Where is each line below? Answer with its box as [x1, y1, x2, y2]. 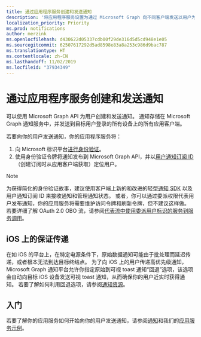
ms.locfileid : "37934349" [6, 64, 71, 71]
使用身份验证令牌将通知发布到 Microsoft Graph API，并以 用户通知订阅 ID [14, 153, 194, 160]
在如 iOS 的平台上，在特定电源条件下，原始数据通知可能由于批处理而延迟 [6, 251, 185, 258]
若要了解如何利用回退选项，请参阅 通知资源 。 [17, 281, 129, 288]
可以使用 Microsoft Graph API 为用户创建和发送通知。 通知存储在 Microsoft [6, 113, 190, 120]
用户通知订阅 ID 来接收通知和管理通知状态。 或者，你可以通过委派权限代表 [6, 192, 189, 200]
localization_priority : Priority [6, 20, 90, 26]
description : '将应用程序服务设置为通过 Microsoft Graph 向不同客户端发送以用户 [6, 14, 192, 20]
